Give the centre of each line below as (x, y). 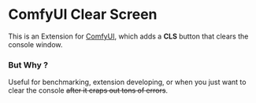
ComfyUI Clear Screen (83, 15)
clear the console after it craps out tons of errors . (88, 90)
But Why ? (28, 64)
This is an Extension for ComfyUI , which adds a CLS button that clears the (128, 36)
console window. (35, 44)
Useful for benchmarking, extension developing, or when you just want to (127, 82)
